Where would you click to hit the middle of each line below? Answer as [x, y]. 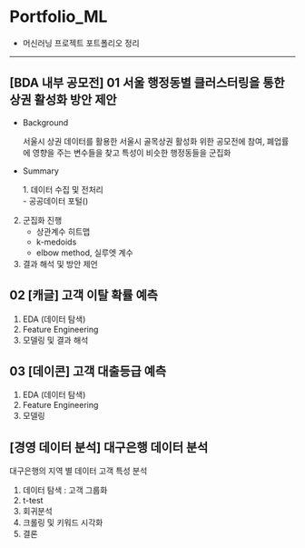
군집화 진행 [42, 220]
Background [45, 122]
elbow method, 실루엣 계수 [84, 253]
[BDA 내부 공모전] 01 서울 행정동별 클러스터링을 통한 [147, 83]
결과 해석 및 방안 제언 [60, 264]
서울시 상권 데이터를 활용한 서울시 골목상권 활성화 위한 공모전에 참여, [143, 141]
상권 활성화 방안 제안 [63, 100]
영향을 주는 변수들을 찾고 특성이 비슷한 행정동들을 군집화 [132, 153]
